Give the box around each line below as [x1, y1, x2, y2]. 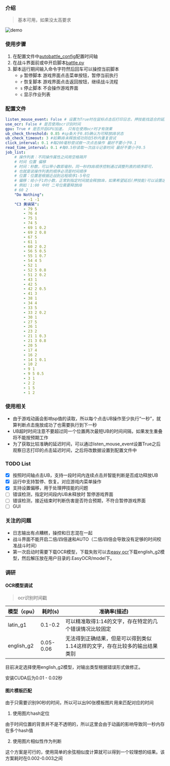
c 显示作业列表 [20, 91, 51, 97]
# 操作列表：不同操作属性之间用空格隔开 [14, 155, 87, 160]
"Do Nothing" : [14, 192, 44, 197]
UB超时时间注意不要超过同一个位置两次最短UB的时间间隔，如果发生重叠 [12, 428, 163, 434]
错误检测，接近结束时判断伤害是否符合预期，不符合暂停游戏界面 [12, 497, 146, 504]
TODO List [5, 460, 31, 467]
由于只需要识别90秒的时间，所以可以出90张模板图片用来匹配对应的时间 [5, 700, 154, 706]
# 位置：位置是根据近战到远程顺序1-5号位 [14, 173, 90, 178]
